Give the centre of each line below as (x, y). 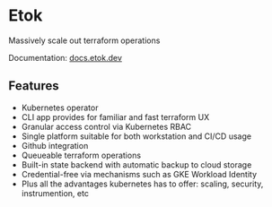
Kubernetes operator (60, 108)
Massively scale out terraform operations (84, 40)
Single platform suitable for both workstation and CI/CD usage (136, 136)
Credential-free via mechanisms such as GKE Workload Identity (139, 174)
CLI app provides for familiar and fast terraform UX (115, 116)
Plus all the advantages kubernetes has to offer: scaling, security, (142, 184)
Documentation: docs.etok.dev (66, 57)
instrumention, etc (55, 193)
